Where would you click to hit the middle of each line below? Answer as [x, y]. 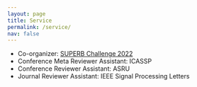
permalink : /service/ [39, 27]
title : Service [30, 21]
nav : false [23, 34]
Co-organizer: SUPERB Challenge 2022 [75, 54]
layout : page [27, 14]
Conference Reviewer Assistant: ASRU [74, 69]
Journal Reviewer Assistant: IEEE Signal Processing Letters [103, 76]
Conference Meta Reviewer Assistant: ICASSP [85, 62]
